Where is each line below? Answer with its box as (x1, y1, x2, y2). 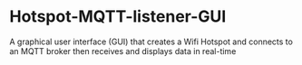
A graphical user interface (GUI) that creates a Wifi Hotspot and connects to (9, 36, 293, 47)
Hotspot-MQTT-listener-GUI (9, 6, 227, 27)
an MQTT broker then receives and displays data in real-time (9, 45, 237, 56)
